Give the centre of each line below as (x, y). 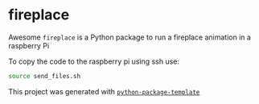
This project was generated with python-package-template (104, 91)
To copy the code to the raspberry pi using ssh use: (94, 61)
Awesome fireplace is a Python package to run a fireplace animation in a (130, 37)
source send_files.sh (45, 76)
